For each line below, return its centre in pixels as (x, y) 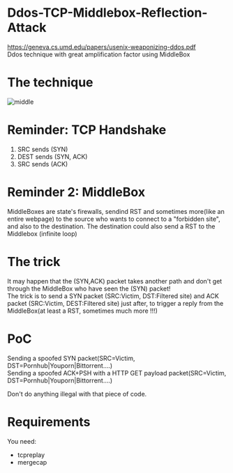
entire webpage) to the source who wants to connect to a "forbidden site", (114, 219)
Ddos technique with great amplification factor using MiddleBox (99, 54)
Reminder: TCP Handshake (87, 130)
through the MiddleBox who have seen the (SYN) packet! (89, 288)
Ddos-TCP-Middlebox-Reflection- (107, 13)
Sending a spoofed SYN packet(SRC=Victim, (71, 358)
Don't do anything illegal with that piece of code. (77, 394)
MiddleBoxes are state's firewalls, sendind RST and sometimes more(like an (116, 211)
